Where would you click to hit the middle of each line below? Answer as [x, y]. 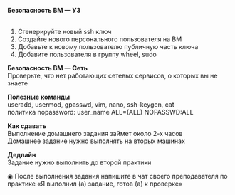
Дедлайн [22, 155]
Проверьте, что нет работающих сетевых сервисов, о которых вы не [113, 75]
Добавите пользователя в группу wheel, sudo [87, 54]
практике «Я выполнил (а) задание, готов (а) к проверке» [95, 184]
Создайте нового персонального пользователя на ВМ [100, 39]
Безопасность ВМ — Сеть [47, 68]
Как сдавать [27, 126]
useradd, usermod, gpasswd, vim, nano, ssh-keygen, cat [91, 105]
